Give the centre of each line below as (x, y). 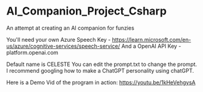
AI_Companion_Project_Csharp (87, 11)
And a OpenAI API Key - (151, 46)
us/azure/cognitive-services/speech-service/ (63, 46)
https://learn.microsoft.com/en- (152, 39)
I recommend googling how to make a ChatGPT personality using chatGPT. (100, 70)
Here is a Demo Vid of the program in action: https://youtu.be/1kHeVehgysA (101, 82)
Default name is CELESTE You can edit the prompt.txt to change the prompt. (102, 64)
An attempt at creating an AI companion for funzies (71, 28)
